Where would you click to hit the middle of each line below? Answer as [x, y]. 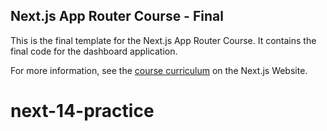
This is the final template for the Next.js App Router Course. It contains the [163, 40]
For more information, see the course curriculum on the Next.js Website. [159, 70]
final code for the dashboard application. [94, 51]
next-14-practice [82, 111]
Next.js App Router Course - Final [117, 16]
